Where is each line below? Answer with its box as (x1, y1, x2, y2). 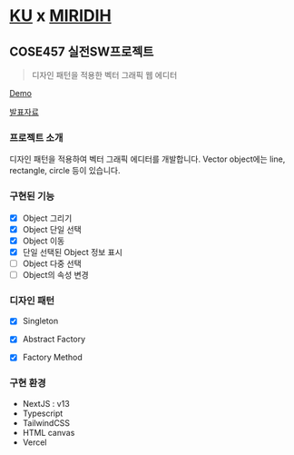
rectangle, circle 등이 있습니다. (9, 165, 121, 176)
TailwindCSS (22, 417, 71, 428)
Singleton (22, 315, 59, 327)
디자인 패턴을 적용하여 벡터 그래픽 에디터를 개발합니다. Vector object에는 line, (9, 153, 286, 164)
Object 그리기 (22, 213, 73, 223)
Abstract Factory (22, 333, 86, 345)
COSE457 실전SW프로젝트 (9, 44, 154, 59)
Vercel (22, 437, 47, 448)
